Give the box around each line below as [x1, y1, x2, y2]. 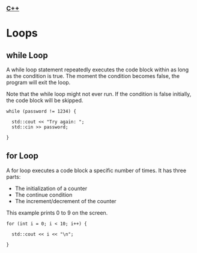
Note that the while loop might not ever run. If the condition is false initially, [6, 90, 192, 97]
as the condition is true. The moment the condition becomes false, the [6, 72, 180, 79]
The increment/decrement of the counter [14, 197, 117, 204]
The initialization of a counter [14, 185, 88, 192]
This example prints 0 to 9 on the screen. [6, 209, 108, 216]
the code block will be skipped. [6, 97, 83, 104]
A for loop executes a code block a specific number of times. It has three [6, 167, 187, 174]
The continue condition [14, 191, 73, 198]
